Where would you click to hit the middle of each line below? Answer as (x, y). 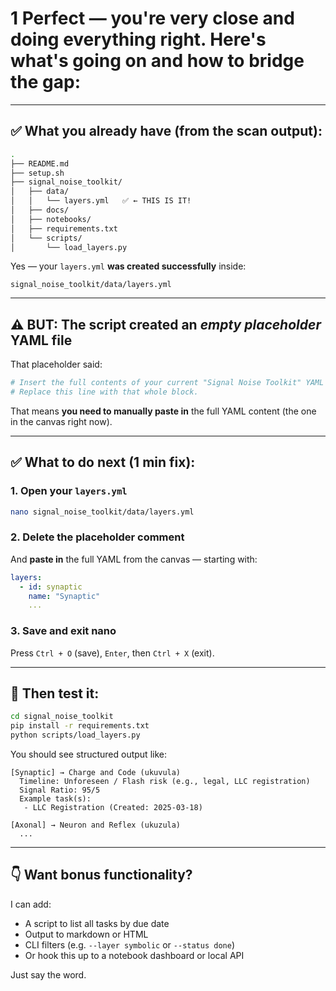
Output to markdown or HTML (86, 934)
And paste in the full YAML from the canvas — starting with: (134, 559)
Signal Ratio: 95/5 (60, 790)
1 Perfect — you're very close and (152, 18)
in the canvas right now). (61, 421)
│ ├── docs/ (40, 210)
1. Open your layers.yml (69, 491)
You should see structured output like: (88, 754)
